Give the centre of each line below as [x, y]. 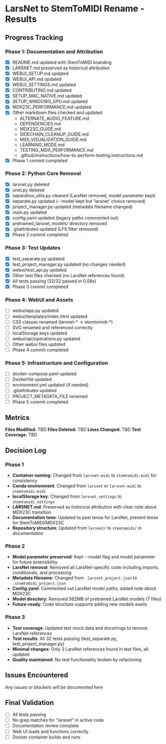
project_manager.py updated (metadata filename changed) [72, 207]
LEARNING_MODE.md [42, 145]
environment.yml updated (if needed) [50, 385]
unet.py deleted [28, 190]
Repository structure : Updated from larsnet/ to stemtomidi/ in [77, 528]
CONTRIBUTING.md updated [42, 90]
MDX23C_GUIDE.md [40, 129]
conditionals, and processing [42, 572]
